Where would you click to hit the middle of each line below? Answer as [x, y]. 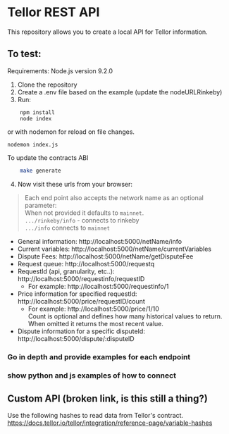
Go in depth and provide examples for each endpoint [99, 356]
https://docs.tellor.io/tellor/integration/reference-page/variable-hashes [110, 423]
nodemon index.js [33, 144]
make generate [41, 170]
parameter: [41, 205]
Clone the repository [47, 85]
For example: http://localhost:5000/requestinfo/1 [98, 286]
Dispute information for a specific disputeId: [81, 331]
